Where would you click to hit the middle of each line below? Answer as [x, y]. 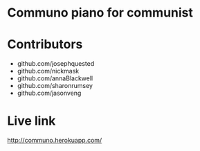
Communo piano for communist [100, 13]
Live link [31, 121]
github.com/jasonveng [49, 93]
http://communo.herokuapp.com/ [55, 141]
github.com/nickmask [48, 71]
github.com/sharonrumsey [55, 86]
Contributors [45, 45]
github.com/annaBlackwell [55, 78]
